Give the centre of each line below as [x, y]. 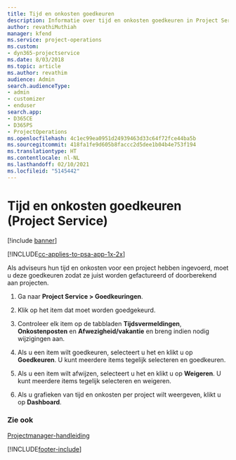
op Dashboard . [39, 402]
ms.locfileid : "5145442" [44, 171]
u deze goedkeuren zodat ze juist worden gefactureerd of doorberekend [112, 275]
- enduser [22, 106]
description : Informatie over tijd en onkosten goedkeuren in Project [113, 20]
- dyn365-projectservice [44, 54]
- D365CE [20, 118]
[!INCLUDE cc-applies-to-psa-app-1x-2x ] [66, 254]
